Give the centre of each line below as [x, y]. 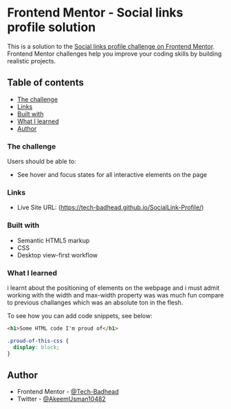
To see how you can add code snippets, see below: [80, 315]
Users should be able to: [42, 161]
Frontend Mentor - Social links [95, 13]
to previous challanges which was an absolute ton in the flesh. [95, 302]
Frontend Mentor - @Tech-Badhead [68, 392]
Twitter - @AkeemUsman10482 [62, 399]
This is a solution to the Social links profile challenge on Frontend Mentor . [111, 46]
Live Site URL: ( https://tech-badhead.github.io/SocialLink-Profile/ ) [110, 207]
